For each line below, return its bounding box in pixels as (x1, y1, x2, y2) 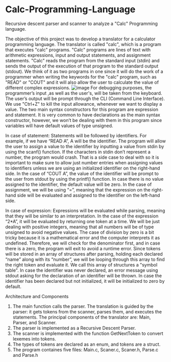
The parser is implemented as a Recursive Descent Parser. (12, 325, 136, 331)
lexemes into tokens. (12, 335, 56, 342)
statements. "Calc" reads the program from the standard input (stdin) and (5, 57, 160, 63)
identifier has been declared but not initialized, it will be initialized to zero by (5, 278, 165, 284)
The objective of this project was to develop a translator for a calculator (5, 36, 156, 42)
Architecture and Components (5, 293, 69, 299)
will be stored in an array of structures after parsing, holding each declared (5, 251, 163, 257)
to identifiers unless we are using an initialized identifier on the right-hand (5, 165, 160, 171)
